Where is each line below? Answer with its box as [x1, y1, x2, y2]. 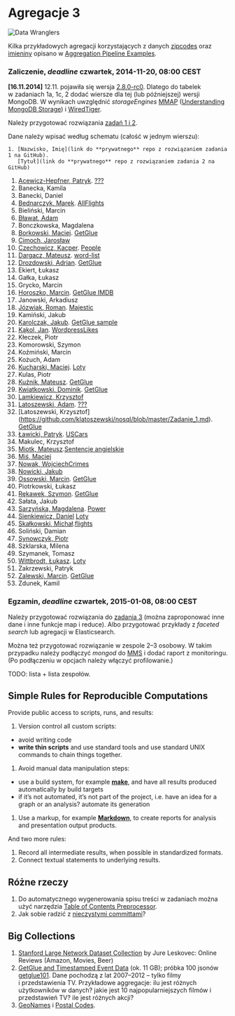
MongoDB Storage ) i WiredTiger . [8, 105, 102, 114]
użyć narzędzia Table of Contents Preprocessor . [17, 902, 157, 911]
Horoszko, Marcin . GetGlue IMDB [17, 288, 114, 297]
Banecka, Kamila [17, 184, 66, 192]
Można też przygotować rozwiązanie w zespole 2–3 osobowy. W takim [8, 641, 212, 650]
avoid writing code [17, 735, 72, 744]
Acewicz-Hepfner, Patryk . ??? [17, 177, 104, 185]
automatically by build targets [17, 785, 104, 794]
